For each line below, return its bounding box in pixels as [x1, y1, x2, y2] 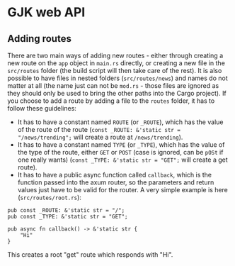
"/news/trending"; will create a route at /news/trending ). [17, 133, 183, 141]
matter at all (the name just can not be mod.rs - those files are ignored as [7, 82, 219, 89]
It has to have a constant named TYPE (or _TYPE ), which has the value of [17, 140, 225, 149]
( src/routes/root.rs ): [17, 193, 81, 201]
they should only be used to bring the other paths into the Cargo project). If [7, 89, 227, 97]
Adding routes [7, 33, 72, 45]
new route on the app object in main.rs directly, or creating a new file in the [7, 59, 225, 67]
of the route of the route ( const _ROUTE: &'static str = [17, 126, 180, 133]
